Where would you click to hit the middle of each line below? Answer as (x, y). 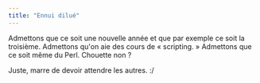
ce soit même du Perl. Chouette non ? (70, 55)
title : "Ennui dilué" (44, 15)
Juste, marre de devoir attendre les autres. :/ (81, 70)
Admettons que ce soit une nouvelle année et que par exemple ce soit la (126, 38)
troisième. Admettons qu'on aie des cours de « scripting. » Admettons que (130, 46)
